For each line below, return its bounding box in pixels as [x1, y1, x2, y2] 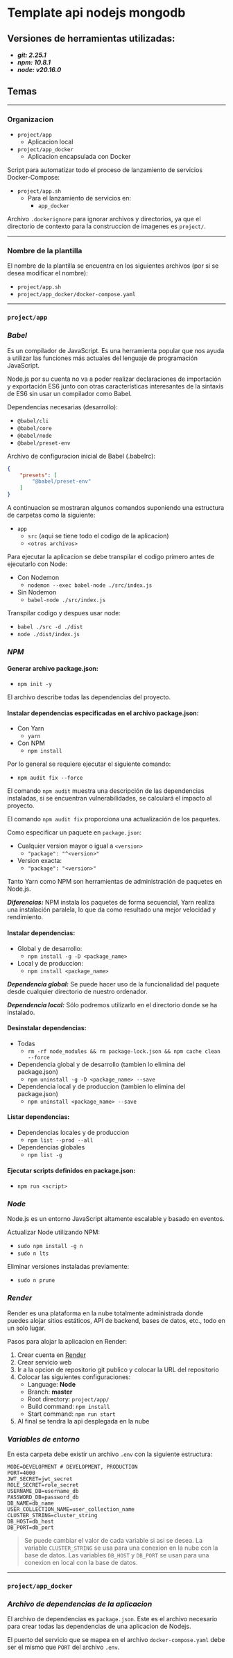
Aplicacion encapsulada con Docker [27, 153, 131, 161]
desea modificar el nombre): [7, 269, 88, 277]
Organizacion [7, 114, 54, 124]
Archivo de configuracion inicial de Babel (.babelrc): [7, 452, 156, 460]
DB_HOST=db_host [7, 1518, 54, 1525]
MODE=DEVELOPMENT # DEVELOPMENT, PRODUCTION [7, 1464, 138, 1471]
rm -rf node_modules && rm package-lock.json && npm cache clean [27, 1048, 221, 1055]
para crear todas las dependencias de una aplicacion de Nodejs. [7, 1622, 191, 1631]
